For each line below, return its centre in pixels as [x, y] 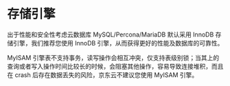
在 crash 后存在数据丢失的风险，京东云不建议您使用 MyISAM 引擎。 [103, 75]
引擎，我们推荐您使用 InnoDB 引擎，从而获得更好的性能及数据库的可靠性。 [118, 43]
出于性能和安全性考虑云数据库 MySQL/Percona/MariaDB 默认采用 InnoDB [111, 34]
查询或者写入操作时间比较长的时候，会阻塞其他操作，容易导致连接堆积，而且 [115, 66]
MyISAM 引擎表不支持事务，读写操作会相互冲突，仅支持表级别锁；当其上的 [113, 57]
